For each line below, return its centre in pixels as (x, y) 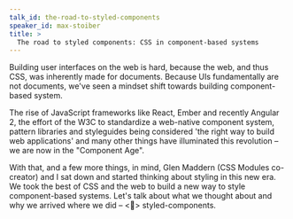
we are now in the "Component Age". (77, 151)
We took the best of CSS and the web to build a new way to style (127, 186)
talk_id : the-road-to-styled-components (85, 17)
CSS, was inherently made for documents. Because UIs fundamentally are (144, 77)
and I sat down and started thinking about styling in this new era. (158, 177)
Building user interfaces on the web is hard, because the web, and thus (139, 67)
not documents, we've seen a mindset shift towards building (119, 86)
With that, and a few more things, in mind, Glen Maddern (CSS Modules (139, 168)
